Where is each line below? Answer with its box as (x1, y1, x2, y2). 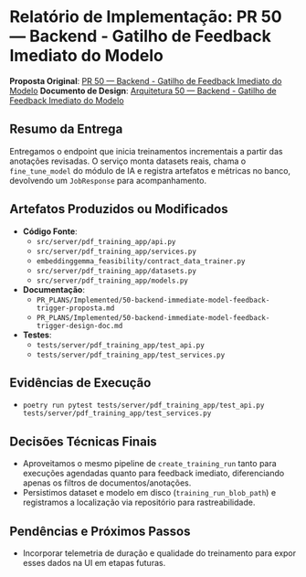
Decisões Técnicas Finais (9, 433, 157, 449)
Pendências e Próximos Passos (9, 523, 191, 539)
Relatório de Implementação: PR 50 (9, 6, 282, 27)
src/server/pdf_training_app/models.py (36, 276, 189, 285)
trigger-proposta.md (36, 304, 115, 313)
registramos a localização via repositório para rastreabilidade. (22, 497, 256, 508)
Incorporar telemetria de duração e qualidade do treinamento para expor (22, 548, 297, 559)
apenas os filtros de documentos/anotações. (22, 477, 192, 488)
